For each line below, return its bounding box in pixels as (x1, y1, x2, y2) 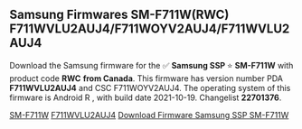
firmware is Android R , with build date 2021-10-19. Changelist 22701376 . (9, 92, 282, 103)
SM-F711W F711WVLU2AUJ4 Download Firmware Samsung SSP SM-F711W (9, 109, 289, 120)
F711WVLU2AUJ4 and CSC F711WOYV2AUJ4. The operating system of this (9, 82, 291, 93)
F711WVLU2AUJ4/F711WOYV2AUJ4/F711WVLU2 (9, 22, 290, 37)
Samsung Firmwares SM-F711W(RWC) (9, 7, 230, 23)
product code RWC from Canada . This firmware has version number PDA (9, 72, 283, 84)
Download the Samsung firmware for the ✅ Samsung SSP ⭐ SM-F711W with (9, 60, 294, 70)
